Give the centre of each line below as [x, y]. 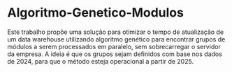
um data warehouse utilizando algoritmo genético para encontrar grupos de [116, 39]
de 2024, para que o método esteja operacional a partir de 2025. [101, 61]
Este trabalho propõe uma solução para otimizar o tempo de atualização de [116, 32]
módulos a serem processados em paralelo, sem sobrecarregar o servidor [114, 46]
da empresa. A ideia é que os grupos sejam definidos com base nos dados [115, 54]
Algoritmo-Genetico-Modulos [95, 13]
